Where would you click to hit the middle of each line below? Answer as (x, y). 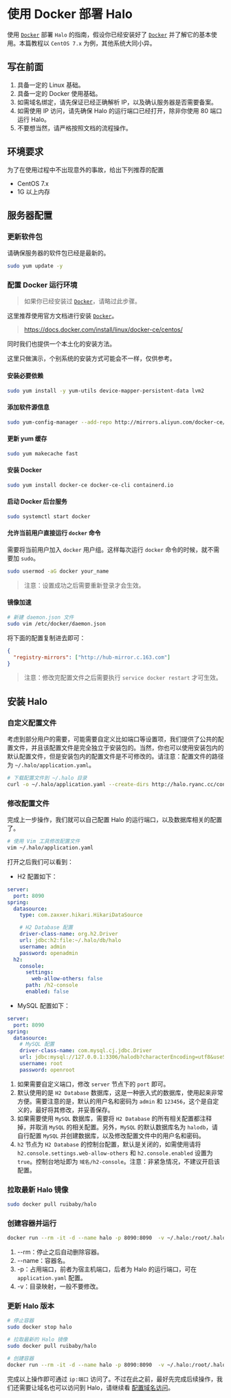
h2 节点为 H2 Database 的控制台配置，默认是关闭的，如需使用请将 (109, 1144)
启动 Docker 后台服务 (37, 502)
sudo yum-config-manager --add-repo (59, 422)
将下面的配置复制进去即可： (46, 637)
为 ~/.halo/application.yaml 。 (51, 765)
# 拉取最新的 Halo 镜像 (37, 1340)
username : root (41, 1064)
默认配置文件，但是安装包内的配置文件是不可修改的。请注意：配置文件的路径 (115, 757)
